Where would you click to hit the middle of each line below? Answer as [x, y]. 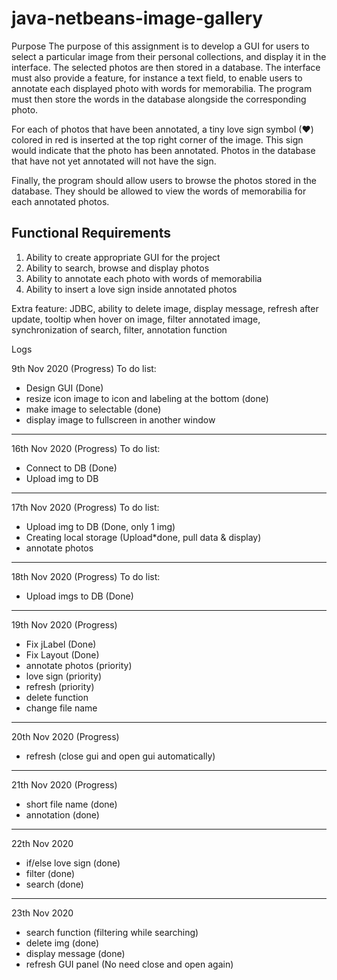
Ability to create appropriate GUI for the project [123, 257]
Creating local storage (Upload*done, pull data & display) [143, 537]
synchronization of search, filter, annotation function [119, 329]
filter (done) [50, 873]
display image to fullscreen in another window [120, 419]
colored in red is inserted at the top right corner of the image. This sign [157, 139]
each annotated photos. [60, 201]
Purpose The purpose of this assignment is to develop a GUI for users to [160, 46]
